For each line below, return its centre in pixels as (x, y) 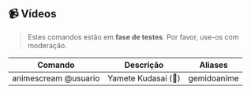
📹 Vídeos (32, 14)
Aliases (214, 65)
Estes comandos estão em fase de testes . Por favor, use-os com (133, 37)
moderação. (47, 45)
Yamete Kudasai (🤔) (144, 78)
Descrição (144, 65)
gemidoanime (214, 78)
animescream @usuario (56, 78)
